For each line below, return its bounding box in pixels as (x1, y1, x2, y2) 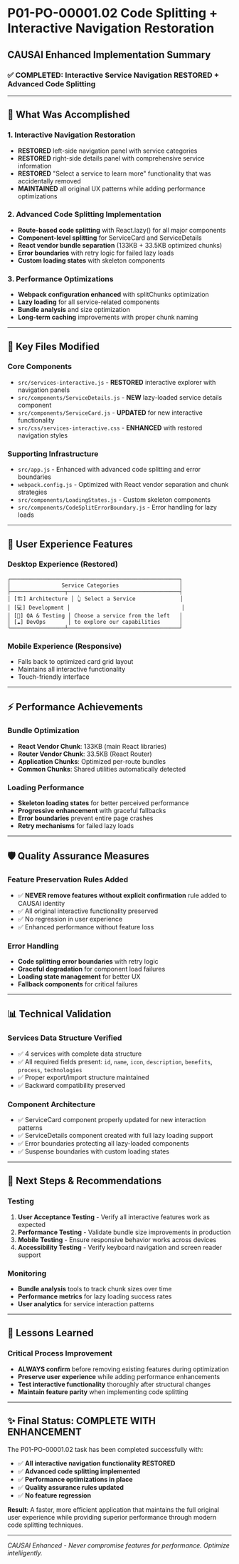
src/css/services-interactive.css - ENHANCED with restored (17, 423, 203, 432)
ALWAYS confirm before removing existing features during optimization (17, 1365, 230, 1373)
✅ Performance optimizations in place (17, 1475, 133, 1483)
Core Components (7, 362, 73, 372)
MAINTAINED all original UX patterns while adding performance (17, 184, 206, 193)
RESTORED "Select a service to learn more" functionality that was (17, 169, 211, 178)
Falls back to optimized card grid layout (17, 657, 134, 666)
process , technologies (17, 1065, 83, 1074)
